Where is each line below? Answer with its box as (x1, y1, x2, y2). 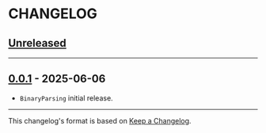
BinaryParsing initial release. (19, 93, 113, 103)
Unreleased (8, 36, 67, 50)
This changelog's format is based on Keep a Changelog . (8, 116, 192, 125)
